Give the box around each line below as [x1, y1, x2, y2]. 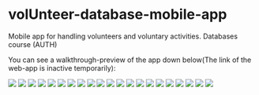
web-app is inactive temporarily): [8, 63, 116, 72]
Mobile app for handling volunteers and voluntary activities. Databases [8, 31, 238, 41]
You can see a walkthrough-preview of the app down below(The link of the [8, 55, 252, 64]
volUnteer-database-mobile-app [8, 5, 227, 24]
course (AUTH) [8, 39, 58, 49]
